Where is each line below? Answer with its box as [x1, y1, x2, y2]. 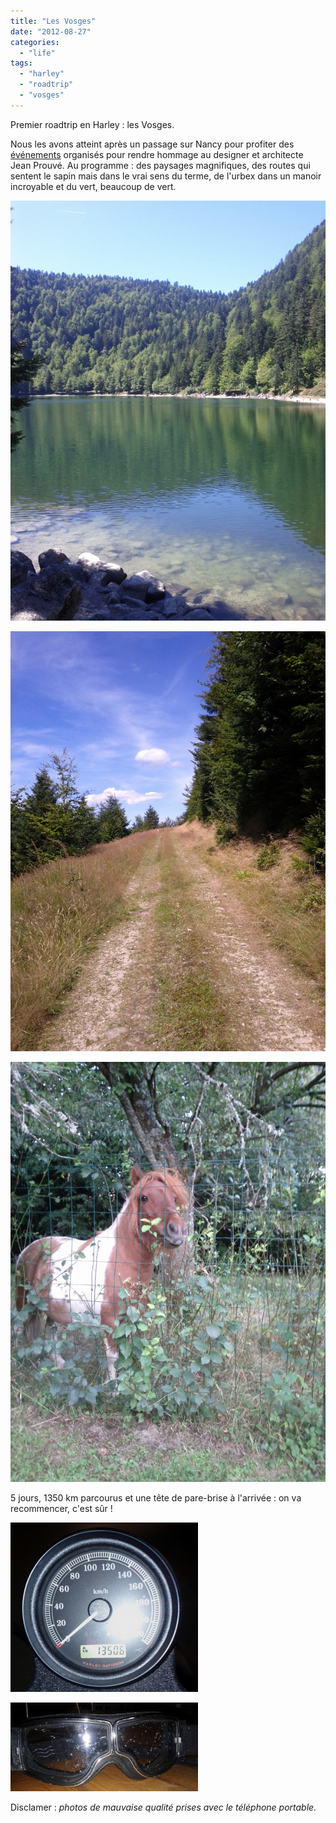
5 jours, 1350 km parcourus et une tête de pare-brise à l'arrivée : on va [10, 1491, 302, 1504]
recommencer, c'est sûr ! [10, 1502, 113, 1514]
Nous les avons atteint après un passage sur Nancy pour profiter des [10, 138, 295, 150]
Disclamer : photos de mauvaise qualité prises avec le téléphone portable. [10, 1801, 317, 1813]
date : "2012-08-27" [10, 26, 92, 37]
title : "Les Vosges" [10, 16, 97, 26]
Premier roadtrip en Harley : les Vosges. [10, 118, 175, 130]
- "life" [19, 48, 56, 58]
